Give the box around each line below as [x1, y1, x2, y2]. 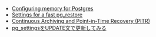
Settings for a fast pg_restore [11, 11, 83, 18]
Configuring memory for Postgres [11, 5, 94, 12]
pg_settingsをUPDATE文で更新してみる [11, 25, 107, 31]
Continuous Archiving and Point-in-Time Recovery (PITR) [11, 18, 150, 24]
